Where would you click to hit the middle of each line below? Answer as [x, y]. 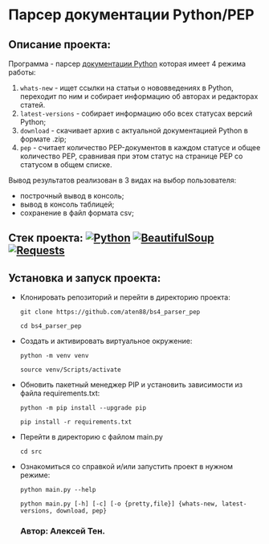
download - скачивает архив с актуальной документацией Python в [134, 131]
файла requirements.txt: [60, 393]
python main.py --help [58, 490]
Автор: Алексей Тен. [63, 531]
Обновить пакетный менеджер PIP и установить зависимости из [131, 385]
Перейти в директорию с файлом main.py [91, 437]
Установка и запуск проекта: [85, 278]
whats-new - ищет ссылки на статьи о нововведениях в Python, [127, 88]
